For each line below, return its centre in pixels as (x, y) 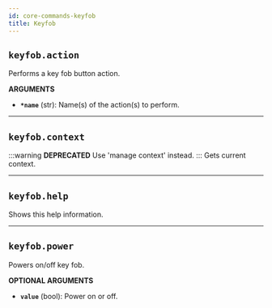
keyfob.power (41, 246)
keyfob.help (38, 196)
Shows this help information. (56, 214)
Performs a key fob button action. (64, 74)
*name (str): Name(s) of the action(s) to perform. (100, 105)
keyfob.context (47, 137)
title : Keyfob (32, 23)
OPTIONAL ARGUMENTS (51, 281)
